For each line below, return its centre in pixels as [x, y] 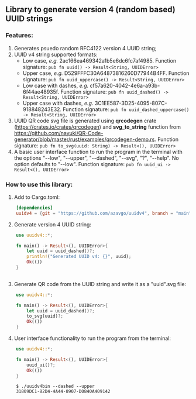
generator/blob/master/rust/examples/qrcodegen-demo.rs [84, 139]
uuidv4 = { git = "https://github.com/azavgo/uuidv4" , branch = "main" [104, 213]
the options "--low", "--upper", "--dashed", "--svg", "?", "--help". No [96, 158]
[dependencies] [35, 208]
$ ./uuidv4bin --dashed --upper [55, 386]
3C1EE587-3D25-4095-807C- [131, 103]
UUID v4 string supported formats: [56, 54]
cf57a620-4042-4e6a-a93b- [125, 85]
